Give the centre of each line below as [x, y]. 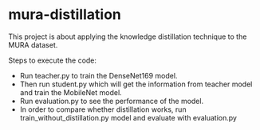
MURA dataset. [33, 44]
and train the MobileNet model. [71, 92]
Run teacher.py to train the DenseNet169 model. [98, 75]
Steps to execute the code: [53, 60]
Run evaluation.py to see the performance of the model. [112, 101]
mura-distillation [65, 15]
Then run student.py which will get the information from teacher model [136, 84]
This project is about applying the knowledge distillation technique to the [128, 36]
